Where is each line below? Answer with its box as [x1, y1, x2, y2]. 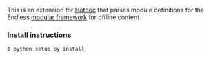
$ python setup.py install [7, 46, 85, 53]
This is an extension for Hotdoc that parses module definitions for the [7, 6, 205, 14]
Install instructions [7, 30, 72, 40]
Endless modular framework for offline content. [7, 13, 141, 21]
